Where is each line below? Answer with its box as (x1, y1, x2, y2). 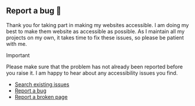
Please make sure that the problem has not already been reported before (6, 63, 183, 70)
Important (6, 51, 30, 59)
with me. (6, 40, 28, 47)
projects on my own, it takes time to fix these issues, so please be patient (6, 34, 184, 41)
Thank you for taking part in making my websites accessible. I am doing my (6, 21, 189, 28)
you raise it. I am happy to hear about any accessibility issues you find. (6, 69, 178, 77)
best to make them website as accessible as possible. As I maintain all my (6, 28, 185, 35)
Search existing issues (14, 81, 70, 88)
